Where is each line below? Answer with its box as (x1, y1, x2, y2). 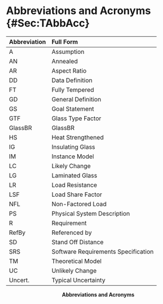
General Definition (51, 95, 102, 103)
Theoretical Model (51, 257, 102, 265)
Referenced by (51, 228, 92, 237)
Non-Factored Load (51, 200, 107, 208)
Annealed (51, 57, 78, 65)
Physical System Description (51, 209, 130, 217)
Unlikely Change (51, 267, 97, 275)
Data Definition (51, 76, 92, 84)
